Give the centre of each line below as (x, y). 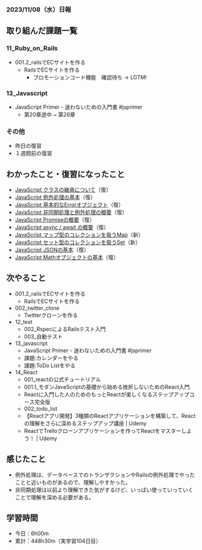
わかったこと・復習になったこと (66, 174)
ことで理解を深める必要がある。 (54, 497)
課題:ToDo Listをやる (50, 365)
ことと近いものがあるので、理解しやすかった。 (73, 482)
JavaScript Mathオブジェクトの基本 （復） (67, 257)
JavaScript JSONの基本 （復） (52, 250)
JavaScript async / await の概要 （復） (62, 227)
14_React (26, 372)
